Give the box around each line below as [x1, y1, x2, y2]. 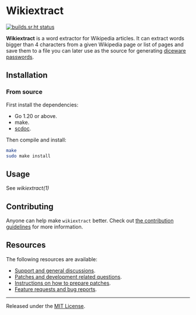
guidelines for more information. [6, 223, 83, 230]
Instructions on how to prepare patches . [14, 279, 111, 286]
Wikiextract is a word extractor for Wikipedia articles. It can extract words [6, 34, 185, 41]
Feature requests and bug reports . [14, 285, 97, 293]
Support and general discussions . [14, 267, 96, 274]
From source [6, 88, 43, 96]
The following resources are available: [6, 255, 98, 262]
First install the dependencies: [6, 101, 79, 108]
